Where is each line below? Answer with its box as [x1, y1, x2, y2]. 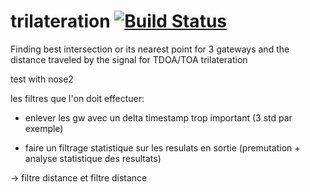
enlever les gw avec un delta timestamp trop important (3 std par [24, 111, 293, 124]
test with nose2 [10, 73, 74, 85]
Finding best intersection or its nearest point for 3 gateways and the [10, 43, 290, 55]
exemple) [24, 122, 64, 134]
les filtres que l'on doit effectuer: [10, 92, 145, 104]
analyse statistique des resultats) [24, 152, 162, 164]
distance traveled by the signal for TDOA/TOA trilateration [10, 53, 248, 65]
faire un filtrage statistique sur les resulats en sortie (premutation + [24, 141, 301, 154]
